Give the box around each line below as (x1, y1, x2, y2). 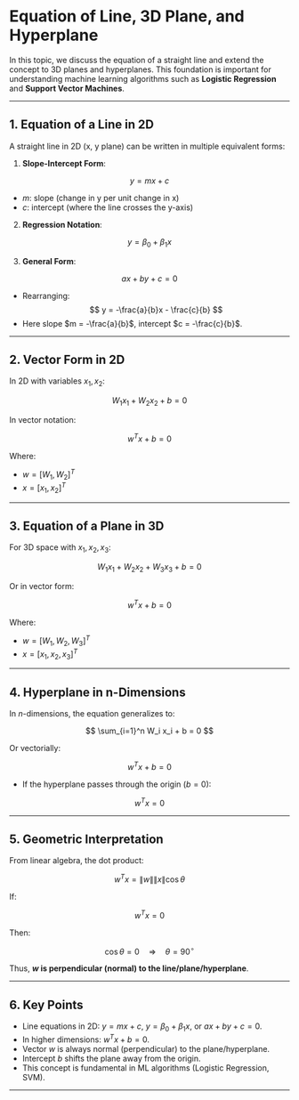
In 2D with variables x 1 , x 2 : (9, 376, 105, 389)
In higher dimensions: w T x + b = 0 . (21, 1032, 149, 1045)
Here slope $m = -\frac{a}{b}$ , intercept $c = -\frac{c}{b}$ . (21, 318, 243, 328)
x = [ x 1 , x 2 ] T (21, 481, 67, 495)
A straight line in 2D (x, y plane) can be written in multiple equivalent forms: (9, 141, 286, 151)
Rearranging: (21, 290, 70, 301)
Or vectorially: (9, 743, 61, 754)
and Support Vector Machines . (9, 83, 125, 93)
